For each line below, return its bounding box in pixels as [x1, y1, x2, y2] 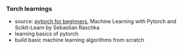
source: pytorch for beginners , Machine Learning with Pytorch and [14, 18, 177, 25]
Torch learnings [6, 5, 52, 13]
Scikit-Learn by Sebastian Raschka [14, 24, 100, 31]
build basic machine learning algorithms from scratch [14, 37, 144, 44]
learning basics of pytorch [14, 30, 79, 37]
